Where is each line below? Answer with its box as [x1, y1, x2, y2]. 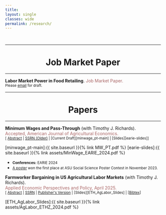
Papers [68, 104, 98, 116]
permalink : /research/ [5, 21, 52, 26]
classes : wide [5, 16, 35, 21]
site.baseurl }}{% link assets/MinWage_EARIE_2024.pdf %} [5, 150, 125, 156]
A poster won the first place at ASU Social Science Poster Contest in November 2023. [12, 166, 158, 171]
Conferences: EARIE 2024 [12, 160, 58, 165]
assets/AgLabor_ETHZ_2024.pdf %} [5, 204, 79, 210]
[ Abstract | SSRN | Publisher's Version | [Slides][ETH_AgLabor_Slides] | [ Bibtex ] [5, 190, 141, 195]
